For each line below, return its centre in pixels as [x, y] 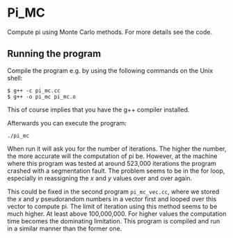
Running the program [54, 54]
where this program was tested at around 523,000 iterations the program [112, 163]
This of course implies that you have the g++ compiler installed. [98, 110]
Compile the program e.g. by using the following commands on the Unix [110, 70]
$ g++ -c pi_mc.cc [34, 91]
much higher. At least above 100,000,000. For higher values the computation [117, 214]
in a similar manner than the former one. [65, 228]
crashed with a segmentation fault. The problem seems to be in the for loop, [116, 171]
